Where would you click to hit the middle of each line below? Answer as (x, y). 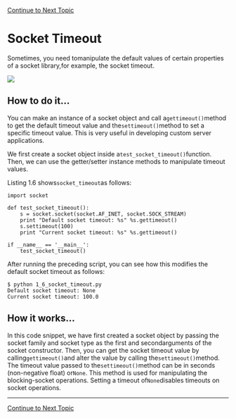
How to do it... (39, 101)
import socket (28, 195)
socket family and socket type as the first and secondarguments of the (110, 343)
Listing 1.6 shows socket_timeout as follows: (70, 182)
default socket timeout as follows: (56, 271)
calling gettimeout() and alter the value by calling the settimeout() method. (113, 358)
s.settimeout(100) (47, 226)
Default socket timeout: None (52, 290)
